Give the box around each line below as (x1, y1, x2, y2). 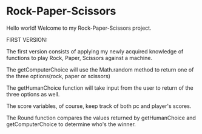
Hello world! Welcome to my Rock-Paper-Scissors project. (6, 24, 152, 32)
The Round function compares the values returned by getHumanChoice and (6, 114, 196, 121)
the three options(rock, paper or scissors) (6, 72, 111, 79)
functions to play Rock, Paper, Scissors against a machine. (6, 54, 153, 61)
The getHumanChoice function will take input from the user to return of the (6, 84, 194, 92)
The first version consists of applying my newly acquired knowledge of (6, 47, 184, 55)
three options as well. (6, 90, 60, 98)
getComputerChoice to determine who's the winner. (6, 120, 136, 128)
